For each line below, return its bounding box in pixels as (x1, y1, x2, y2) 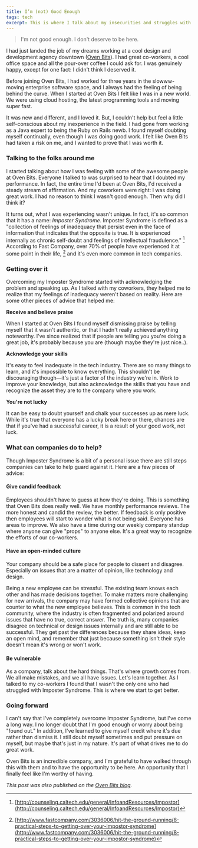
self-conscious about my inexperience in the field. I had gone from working (6, 121, 189, 128)
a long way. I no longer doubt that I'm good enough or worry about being (6, 721, 183, 728)
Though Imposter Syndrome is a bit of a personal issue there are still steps (6, 457, 187, 464)
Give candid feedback (6, 483, 61, 490)
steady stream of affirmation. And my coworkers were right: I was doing (6, 186, 181, 193)
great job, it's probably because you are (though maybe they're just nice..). (6, 339, 188, 346)
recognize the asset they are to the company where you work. (6, 387, 157, 394)
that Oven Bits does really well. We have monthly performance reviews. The (6, 502, 190, 509)
